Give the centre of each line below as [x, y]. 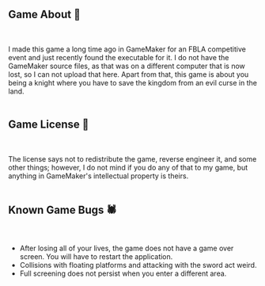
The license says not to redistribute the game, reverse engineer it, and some [132, 158]
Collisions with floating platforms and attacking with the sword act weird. [138, 265]
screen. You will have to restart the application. [96, 257]
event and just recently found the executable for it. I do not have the [119, 57]
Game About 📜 [44, 15]
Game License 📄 [49, 125]
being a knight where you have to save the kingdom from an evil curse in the [132, 82]
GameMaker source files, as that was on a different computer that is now [127, 66]
